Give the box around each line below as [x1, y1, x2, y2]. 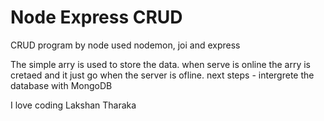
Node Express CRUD [10, 6, 183, 29]
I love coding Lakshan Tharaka [10, 99, 137, 111]
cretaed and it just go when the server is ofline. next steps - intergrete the [10, 69, 315, 81]
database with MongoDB [10, 79, 113, 91]
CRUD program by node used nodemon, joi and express [10, 39, 241, 51]
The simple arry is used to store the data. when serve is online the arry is [10, 58, 311, 70]
